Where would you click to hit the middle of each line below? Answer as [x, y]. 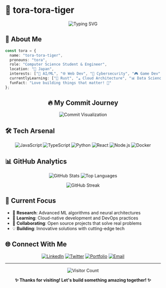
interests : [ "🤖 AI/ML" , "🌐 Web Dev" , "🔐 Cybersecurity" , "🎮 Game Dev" [85, 74]
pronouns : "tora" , [29, 60]
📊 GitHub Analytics [36, 161]
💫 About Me [23, 39]
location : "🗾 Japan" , [32, 69]
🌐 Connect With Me [36, 244]
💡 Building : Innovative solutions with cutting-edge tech [68, 228]
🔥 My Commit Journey [83, 103]
